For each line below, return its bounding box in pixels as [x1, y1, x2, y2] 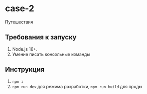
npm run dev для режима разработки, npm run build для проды [12, 83, 143, 89]
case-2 [5, 3, 35, 14]
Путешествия [5, 19, 33, 25]
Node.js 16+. [12, 46, 37, 52]
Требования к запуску [5, 33, 77, 41]
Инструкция [5, 65, 45, 74]
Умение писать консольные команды [12, 51, 90, 57]
